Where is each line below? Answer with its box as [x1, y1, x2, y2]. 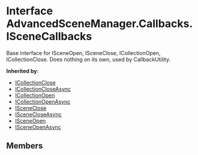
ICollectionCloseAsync [14, 85, 71, 92]
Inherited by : [6, 67, 39, 74]
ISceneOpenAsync [14, 123, 62, 130]
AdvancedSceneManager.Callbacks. [6, 17, 193, 31]
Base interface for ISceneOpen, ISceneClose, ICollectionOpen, [6, 49, 161, 56]
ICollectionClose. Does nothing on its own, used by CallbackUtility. [6, 56, 171, 63]
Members [6, 141, 43, 151]
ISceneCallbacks [6, 30, 92, 43]
